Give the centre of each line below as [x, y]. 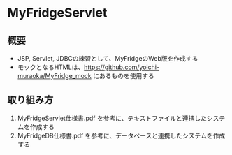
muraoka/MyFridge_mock [55, 76]
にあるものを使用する [124, 76]
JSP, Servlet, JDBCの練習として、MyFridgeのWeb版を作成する [108, 58]
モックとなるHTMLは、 [51, 67]
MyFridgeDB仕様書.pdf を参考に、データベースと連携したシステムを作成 [121, 135]
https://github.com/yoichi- [121, 67]
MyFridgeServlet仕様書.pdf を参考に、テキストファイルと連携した [112, 118]
